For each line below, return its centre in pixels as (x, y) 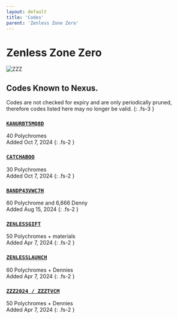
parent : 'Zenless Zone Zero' (43, 23)
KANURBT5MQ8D (25, 124)
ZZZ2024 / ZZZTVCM (33, 291)
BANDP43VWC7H (25, 190)
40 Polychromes (26, 136)
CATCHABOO (20, 157)
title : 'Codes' (25, 17)
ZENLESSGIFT (24, 224)
